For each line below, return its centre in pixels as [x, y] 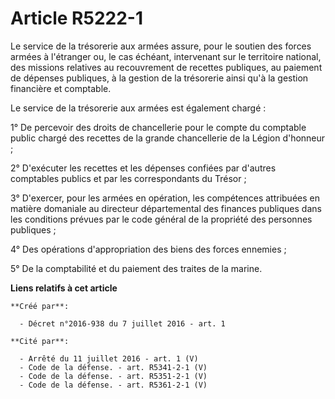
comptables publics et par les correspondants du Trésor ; [128, 178]
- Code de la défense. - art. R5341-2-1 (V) [113, 367]
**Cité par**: [40, 341]
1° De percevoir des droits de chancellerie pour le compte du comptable [158, 127]
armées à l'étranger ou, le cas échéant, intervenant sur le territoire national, [166, 56]
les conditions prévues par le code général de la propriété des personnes [161, 219]
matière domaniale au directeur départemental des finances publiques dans [166, 208]
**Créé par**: [40, 306]
